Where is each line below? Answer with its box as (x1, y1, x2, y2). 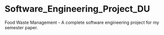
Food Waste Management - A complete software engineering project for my (4, 19, 160, 25)
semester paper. (4, 24, 38, 30)
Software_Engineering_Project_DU (4, 3, 151, 15)
